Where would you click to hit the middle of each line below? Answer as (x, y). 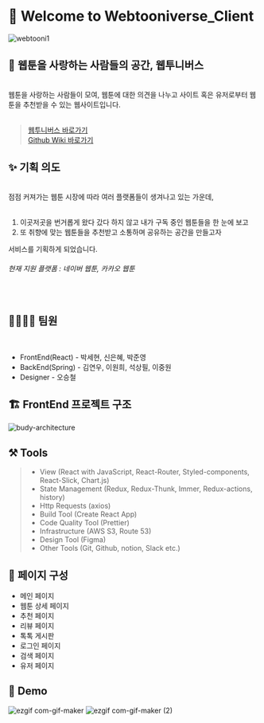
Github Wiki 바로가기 (60, 139)
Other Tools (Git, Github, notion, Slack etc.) (110, 548)
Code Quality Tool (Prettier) (84, 523)
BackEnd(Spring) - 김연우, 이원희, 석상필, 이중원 (95, 367)
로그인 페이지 (40, 646)
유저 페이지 (37, 666)
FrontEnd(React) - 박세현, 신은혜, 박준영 (83, 357)
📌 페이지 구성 (39, 575)
